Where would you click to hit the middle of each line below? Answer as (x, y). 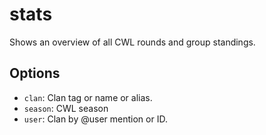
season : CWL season (66, 108)
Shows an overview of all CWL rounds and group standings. (132, 42)
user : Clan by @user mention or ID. (95, 119)
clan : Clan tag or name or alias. (88, 97)
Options (35, 73)
